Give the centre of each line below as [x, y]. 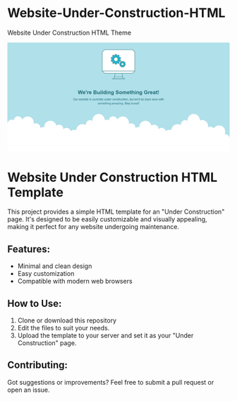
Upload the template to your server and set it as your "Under [105, 336]
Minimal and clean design [55, 266]
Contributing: [38, 365]
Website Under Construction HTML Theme [69, 33]
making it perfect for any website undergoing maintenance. [93, 227]
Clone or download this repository [67, 320]
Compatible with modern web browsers [75, 281]
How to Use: [35, 303]
